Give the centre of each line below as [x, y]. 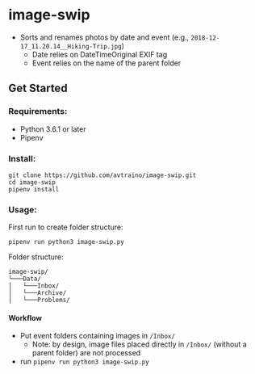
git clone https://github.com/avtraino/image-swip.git [102, 175]
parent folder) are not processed [86, 353]
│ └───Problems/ [39, 300]
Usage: [23, 209]
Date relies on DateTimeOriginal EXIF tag [100, 54]
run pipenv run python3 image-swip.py [84, 362]
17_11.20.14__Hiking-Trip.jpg [71, 46]
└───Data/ [25, 279]
